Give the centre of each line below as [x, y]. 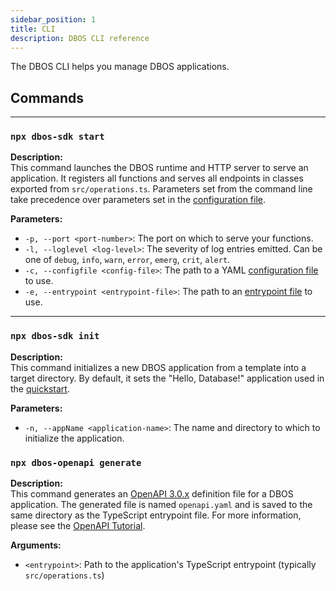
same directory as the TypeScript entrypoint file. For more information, [156, 515]
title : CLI [33, 29]
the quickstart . [40, 388]
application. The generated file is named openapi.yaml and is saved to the [161, 505]
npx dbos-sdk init [55, 336]
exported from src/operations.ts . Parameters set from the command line [161, 189]
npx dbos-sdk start [57, 137]
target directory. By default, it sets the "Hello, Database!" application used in [167, 378]
